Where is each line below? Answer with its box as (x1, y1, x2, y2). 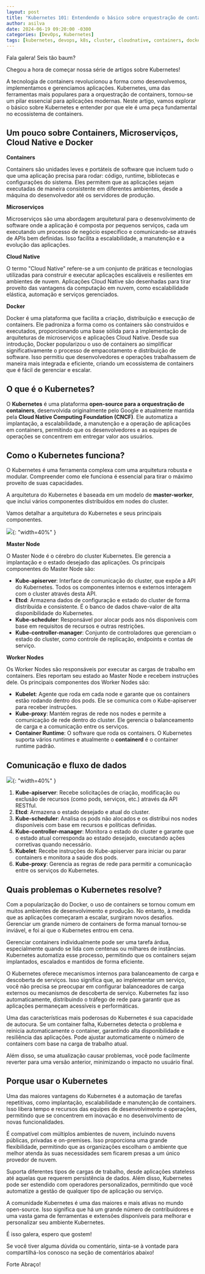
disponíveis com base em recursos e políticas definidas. (15, 821, 157, 829)
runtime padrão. (15, 743, 56, 750)
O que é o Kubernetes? (6, 384, 95, 395)
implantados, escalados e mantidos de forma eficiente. (6, 958, 145, 966)
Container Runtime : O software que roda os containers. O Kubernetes (15, 729, 192, 737)
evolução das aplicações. (6, 241, 70, 248)
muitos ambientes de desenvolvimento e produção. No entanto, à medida (6, 908, 191, 915)
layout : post (6, 9, 40, 15)
